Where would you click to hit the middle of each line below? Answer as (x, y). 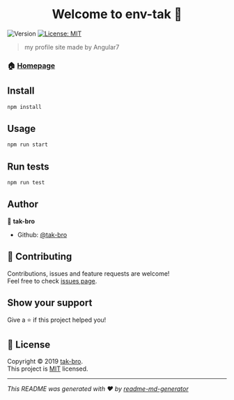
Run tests (28, 166)
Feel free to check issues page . (52, 281)
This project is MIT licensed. (48, 369)
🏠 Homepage (31, 66)
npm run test (26, 183)
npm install (24, 107)
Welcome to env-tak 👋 (117, 14)
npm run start (28, 145)
